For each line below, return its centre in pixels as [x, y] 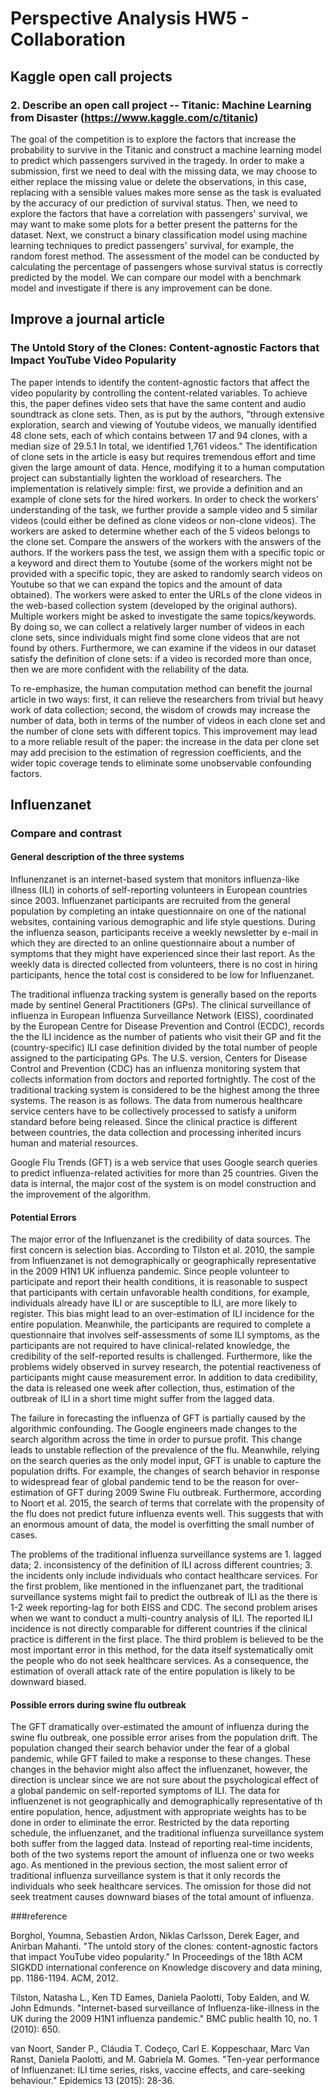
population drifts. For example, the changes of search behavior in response [165, 1471]
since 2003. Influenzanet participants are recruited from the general [150, 901]
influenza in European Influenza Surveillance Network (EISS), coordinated [162, 1016]
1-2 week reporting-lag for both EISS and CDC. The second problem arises [164, 1608]
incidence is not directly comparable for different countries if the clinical [159, 1629]
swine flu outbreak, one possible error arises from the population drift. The [164, 1738]
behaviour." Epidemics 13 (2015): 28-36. [92, 2081]
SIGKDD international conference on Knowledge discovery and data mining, [166, 1968]
